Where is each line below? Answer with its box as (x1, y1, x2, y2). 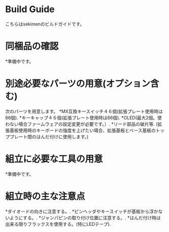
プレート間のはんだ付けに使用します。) (9, 133, 89, 140)
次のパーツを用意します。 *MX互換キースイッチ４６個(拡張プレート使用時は (5, 108, 163, 114)
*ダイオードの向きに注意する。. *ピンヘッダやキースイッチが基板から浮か (5, 208, 158, 214)
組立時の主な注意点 (5, 190, 86, 202)
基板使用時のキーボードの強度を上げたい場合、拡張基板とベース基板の (9, 127, 156, 133)
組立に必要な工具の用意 (5, 153, 103, 165)
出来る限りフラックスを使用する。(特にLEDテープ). (5, 221, 111, 227)
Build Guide (5, 4, 55, 15)
